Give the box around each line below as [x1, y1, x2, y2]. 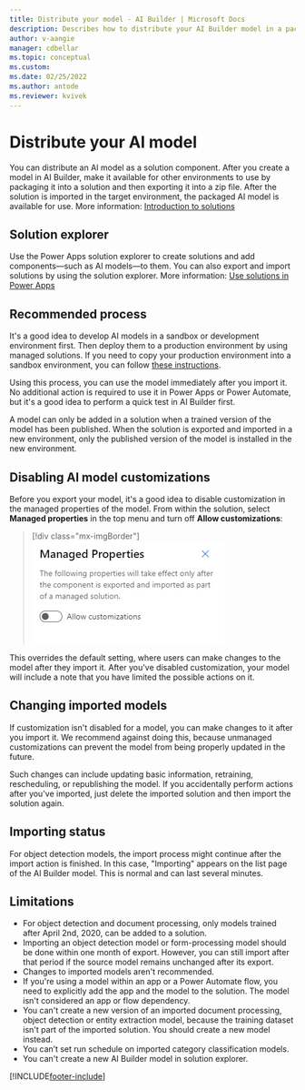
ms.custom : [9, 63, 51, 72]
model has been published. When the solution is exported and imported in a [9, 424, 293, 435]
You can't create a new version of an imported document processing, [22, 1005, 282, 1016]
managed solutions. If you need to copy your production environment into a [9, 350, 292, 361]
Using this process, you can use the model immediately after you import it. [9, 378, 288, 389]
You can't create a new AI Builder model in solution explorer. [22, 1054, 249, 1065]
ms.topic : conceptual [9, 53, 92, 63]
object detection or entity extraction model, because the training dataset [22, 1014, 294, 1025]
